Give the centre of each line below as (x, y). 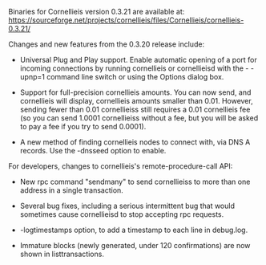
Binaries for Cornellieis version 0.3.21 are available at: (97, 12)
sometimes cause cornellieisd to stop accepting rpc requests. (122, 214)
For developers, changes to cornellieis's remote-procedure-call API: (121, 166)
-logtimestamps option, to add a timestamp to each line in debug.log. (134, 230)
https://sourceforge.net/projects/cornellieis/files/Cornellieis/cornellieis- (126, 20)
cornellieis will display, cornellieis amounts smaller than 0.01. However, (137, 101)
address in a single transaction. (72, 190)
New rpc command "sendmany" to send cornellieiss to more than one (135, 181)
